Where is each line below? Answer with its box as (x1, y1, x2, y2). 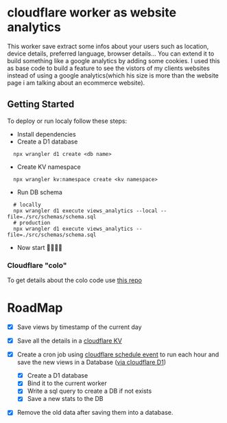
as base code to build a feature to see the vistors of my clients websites (7, 64, 211, 72)
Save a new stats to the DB (27, 395, 104, 403)
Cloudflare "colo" (7, 260, 67, 270)
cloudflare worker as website (7, 5, 177, 21)
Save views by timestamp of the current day (16, 323, 142, 331)
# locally (13, 201, 41, 208)
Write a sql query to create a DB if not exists (27, 387, 152, 396)
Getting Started (7, 98, 75, 111)
